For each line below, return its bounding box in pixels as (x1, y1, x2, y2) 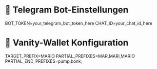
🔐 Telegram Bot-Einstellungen (5, 4, 129, 15)
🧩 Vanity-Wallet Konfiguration (5, 37, 129, 48)
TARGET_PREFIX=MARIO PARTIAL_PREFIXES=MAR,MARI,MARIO (5, 53, 135, 59)
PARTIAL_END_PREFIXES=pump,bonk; (5, 58, 82, 64)
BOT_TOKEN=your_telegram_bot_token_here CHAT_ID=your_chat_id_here (5, 20, 153, 26)
